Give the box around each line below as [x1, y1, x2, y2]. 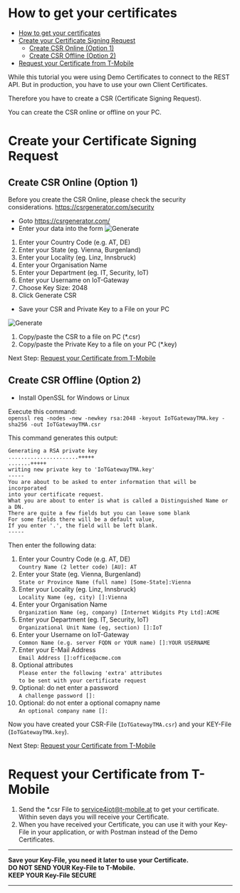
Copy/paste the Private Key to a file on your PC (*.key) [18, 340, 177, 349]
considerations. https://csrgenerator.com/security [8, 202, 155, 211]
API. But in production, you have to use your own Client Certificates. [8, 80, 208, 88]
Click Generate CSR [18, 291, 77, 299]
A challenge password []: [18, 692, 95, 699]
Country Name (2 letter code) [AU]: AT [18, 563, 137, 571]
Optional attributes [18, 661, 73, 669]
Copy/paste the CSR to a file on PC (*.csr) [18, 332, 141, 341]
